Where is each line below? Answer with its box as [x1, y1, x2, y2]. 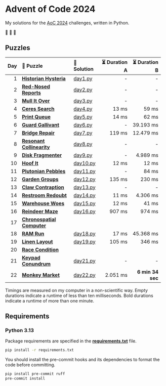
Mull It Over [22, 97, 50, 104]
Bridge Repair [22, 129, 55, 136]
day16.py [73, 208, 96, 214]
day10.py [73, 160, 96, 167]
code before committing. [5, 362, 55, 368]
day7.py [73, 129, 93, 136]
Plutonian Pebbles [22, 168, 66, 174]
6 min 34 [137, 268, 159, 275]
